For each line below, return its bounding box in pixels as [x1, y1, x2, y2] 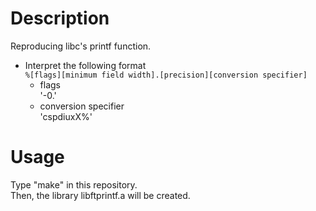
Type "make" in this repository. [10, 178, 138, 191]
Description [10, 7, 110, 30]
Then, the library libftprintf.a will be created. [10, 189, 191, 201]
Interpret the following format [24, 59, 147, 71]
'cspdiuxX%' [39, 110, 93, 122]
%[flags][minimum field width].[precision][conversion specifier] [24, 70, 308, 80]
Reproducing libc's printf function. [10, 40, 152, 52]
